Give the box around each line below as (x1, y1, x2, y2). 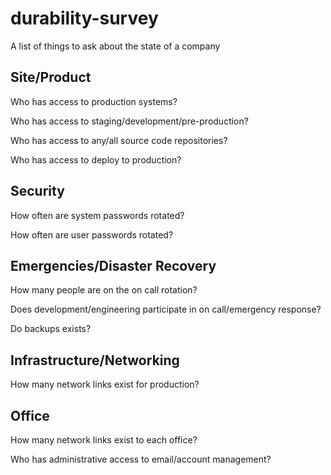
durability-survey (10, 7, 159, 30)
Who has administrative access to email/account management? (10, 453, 272, 465)
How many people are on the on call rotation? (10, 284, 198, 296)
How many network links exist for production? (10, 378, 200, 391)
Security (10, 183, 65, 200)
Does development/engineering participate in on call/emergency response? (10, 303, 322, 316)
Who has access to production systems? (10, 95, 178, 107)
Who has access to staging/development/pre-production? (10, 115, 249, 127)
